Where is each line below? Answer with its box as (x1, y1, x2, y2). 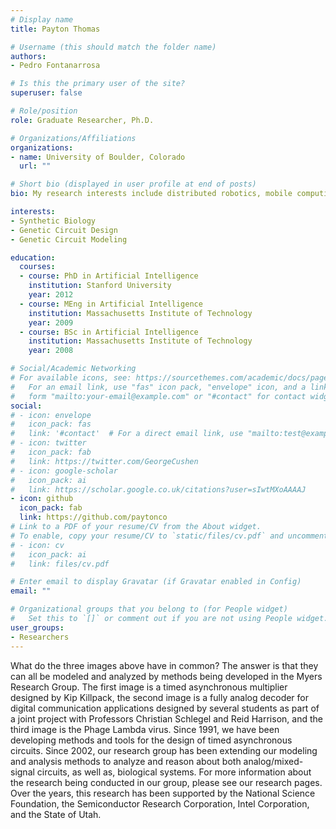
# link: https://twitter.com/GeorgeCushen (10, 456, 199, 466)
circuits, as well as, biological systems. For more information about (36, 766, 312, 778)
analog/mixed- (243, 755, 304, 767)
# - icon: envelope (10, 410, 92, 420)
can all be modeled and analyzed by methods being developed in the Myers (10, 670, 323, 682)
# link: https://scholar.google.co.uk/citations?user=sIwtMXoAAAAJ (10, 484, 307, 495)
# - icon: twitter (10, 438, 87, 448)
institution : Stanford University (28, 281, 172, 291)
